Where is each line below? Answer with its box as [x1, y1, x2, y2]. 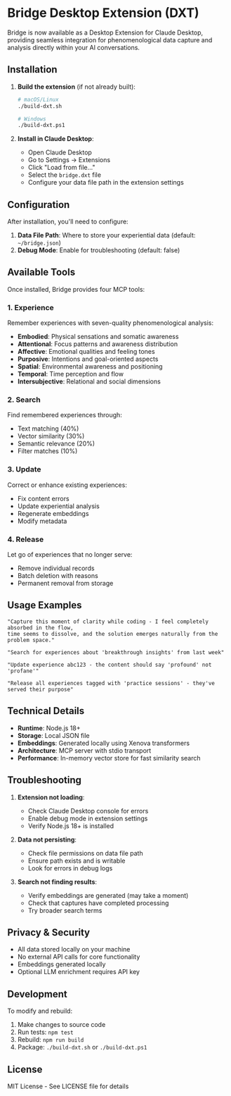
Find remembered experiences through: [7, 411, 123, 419]
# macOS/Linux [17, 96, 59, 103]
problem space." [7, 636, 55, 644]
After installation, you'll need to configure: [7, 217, 128, 226]
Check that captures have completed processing [27, 899, 169, 907]
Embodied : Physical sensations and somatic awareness [17, 333, 179, 341]
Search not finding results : [17, 878, 97, 886]
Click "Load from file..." [27, 164, 95, 172]
